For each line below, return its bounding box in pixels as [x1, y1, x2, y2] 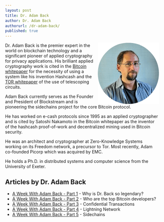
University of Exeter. [5, 164, 46, 170]
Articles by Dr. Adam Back [5, 178, 86, 186]
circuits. [5, 84, 21, 90]
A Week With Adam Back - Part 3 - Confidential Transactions [12, 201, 135, 207]
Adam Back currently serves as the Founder [5, 93, 94, 100]
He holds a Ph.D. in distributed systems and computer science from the [5, 158, 149, 164]
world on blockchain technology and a [5, 48, 82, 54]
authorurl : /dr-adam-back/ [5, 23, 60, 28]
